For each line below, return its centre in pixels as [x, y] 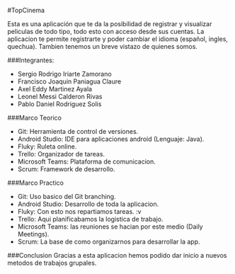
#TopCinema [26, 10]
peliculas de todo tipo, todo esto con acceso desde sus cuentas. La [106, 32]
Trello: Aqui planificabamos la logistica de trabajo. [90, 219]
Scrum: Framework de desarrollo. [66, 169]
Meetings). [33, 234]
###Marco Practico [35, 183]
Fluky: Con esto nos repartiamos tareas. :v [79, 211]
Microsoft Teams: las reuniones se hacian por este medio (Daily [110, 227]
